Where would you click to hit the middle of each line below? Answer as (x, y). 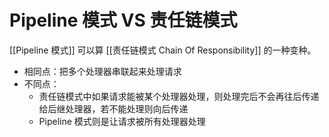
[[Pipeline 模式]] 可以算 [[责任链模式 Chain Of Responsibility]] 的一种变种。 (163, 50)
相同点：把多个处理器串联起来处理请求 (102, 71)
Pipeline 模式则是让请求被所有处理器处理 (122, 121)
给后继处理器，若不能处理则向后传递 (113, 108)
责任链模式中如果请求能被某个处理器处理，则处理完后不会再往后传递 (179, 96)
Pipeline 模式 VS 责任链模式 (123, 20)
